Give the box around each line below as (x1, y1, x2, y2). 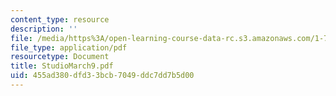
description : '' (10, 24, 78, 34)
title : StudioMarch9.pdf (10, 61, 114, 71)
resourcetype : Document (10, 52, 110, 62)
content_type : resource (10, 14, 110, 25)
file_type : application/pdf (10, 42, 128, 53)
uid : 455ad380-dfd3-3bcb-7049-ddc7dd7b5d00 (10, 71, 195, 81)
